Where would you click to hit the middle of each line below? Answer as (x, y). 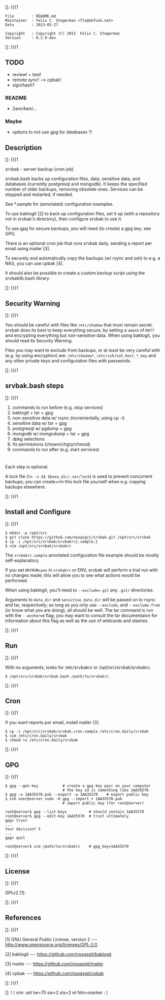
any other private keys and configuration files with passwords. (68, 361)
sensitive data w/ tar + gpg (40, 423)
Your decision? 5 (23, 829)
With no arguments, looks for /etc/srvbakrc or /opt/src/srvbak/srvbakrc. (78, 667)
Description (23, 148)
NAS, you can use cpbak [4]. (34, 264)
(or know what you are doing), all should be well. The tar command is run (79, 610)
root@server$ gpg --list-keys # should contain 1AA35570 (75, 812)
